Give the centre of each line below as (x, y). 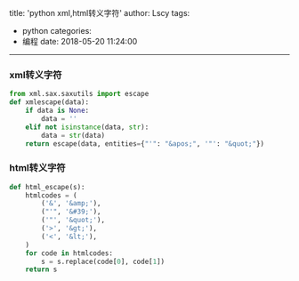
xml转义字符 (36, 75)
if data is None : (57, 111)
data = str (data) (73, 135)
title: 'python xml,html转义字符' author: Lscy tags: (100, 13)
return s (41, 269)
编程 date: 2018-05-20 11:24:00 (80, 41)
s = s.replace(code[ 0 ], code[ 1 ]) (103, 261)
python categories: (57, 31)
